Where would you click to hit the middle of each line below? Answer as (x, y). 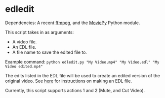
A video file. (24, 42)
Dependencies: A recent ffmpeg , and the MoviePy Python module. (73, 23)
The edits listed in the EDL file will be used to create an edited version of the (82, 75)
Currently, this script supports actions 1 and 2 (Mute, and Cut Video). (75, 90)
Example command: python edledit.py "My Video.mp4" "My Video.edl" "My (82, 62)
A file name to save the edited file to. (50, 52)
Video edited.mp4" (24, 66)
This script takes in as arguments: (40, 32)
